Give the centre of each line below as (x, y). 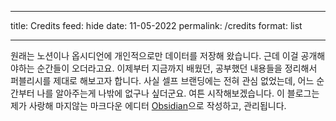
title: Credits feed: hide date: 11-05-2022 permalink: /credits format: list (156, 25)
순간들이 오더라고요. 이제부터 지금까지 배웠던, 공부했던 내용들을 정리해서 (177, 68)
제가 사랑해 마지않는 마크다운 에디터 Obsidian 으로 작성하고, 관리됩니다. (148, 105)
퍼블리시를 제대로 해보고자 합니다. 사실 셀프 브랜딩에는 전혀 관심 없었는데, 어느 (162, 80)
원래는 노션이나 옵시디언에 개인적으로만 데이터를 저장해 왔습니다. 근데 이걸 (154, 55)
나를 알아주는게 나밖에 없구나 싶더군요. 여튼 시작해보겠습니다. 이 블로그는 (178, 93)
